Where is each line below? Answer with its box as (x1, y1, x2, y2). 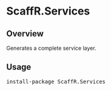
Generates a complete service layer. (6, 44, 96, 52)
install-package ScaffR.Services (6, 78, 106, 85)
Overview (6, 29, 44, 39)
